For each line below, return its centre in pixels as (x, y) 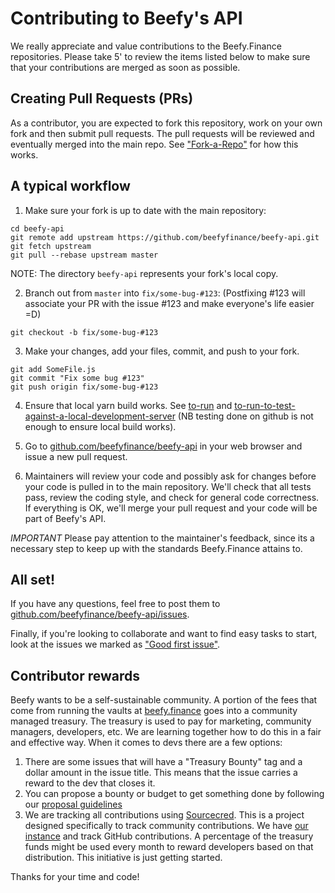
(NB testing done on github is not (245, 416)
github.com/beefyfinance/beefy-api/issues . (100, 614)
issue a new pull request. (76, 456)
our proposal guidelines (73, 804)
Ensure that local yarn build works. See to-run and (128, 405)
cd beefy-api (37, 228)
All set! (33, 579)
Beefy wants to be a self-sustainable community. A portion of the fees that (164, 700)
